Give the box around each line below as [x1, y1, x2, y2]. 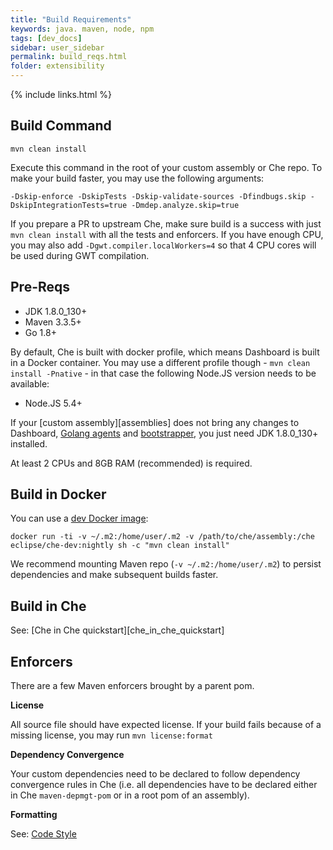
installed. [10, 437, 48, 450]
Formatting [10, 809, 58, 821]
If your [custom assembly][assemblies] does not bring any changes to [10, 416, 300, 428]
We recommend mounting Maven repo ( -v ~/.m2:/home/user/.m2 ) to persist [10, 558, 322, 570]
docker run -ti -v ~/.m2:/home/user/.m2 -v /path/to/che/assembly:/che [10, 532, 315, 542]
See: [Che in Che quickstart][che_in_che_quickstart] [10, 624, 225, 636]
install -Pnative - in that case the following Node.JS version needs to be [10, 367, 317, 379]
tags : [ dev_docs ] [10, 33, 83, 43]
